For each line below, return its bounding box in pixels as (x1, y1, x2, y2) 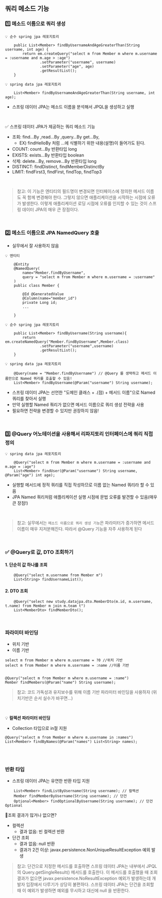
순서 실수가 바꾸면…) (33, 695, 73, 701)
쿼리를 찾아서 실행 (12, 395, 46, 401)
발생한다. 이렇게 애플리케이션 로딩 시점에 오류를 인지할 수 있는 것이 (22, 200, 148, 206)
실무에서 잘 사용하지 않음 (12, 243, 59, 248)
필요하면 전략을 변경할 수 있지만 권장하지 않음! (12, 407, 99, 413)
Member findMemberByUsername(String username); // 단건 (14, 794, 127, 799)
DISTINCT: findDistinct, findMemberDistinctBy (12, 163, 105, 169)
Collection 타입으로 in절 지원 (12, 725, 67, 731)
